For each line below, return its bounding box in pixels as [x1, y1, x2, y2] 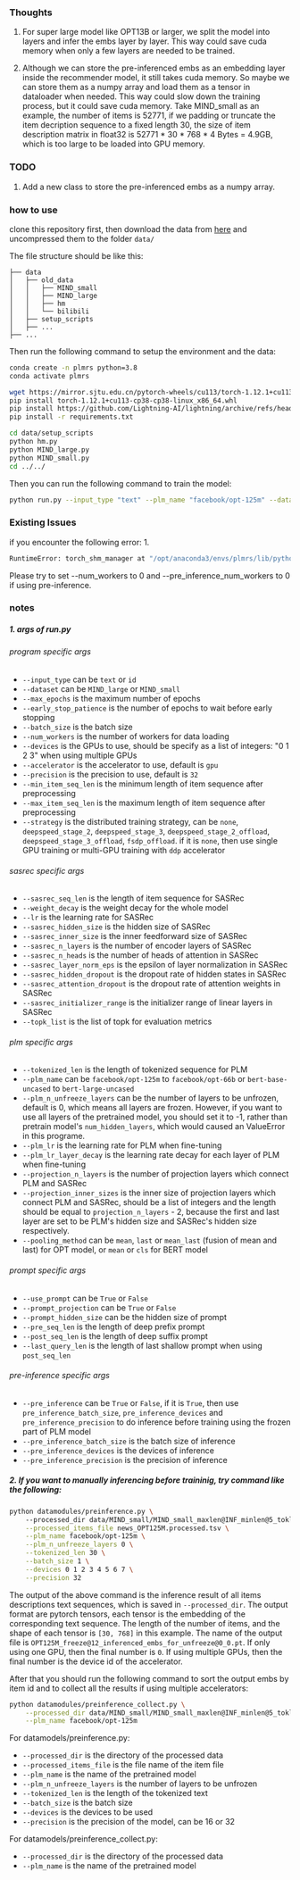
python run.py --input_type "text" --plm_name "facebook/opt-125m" [9, 495, 266, 504]
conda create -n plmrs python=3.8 [9, 363, 138, 372]
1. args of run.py [9, 624, 71, 635]
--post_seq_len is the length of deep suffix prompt [21, 1330, 208, 1341]
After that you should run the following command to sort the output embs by [9, 1673, 289, 1684]
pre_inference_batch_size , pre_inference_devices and [21, 1407, 223, 1418]
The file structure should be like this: [9, 250, 144, 261]
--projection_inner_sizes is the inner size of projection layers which [21, 1187, 277, 1198]
